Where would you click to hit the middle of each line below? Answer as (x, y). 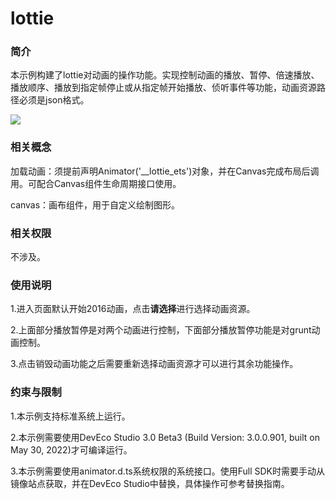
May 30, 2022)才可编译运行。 (71, 449)
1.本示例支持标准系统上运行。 (70, 416)
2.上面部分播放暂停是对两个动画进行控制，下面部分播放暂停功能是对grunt (161, 330)
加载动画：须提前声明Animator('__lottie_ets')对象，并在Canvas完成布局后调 (165, 171)
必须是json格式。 (54, 100)
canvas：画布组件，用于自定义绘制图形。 (95, 204)
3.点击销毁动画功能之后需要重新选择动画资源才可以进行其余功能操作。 (154, 364)
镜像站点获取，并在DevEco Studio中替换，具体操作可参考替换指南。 (150, 483)
